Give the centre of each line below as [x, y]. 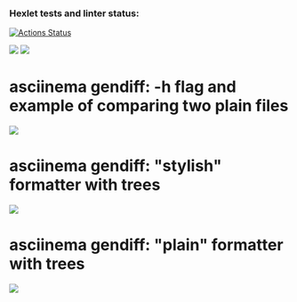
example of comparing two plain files [149, 106]
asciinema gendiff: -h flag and [123, 87]
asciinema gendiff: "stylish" [116, 166]
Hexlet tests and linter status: [74, 13]
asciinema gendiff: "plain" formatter [146, 245]
